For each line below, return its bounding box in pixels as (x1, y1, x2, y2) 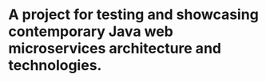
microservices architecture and (8, 40, 222, 57)
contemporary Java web (8, 22, 174, 41)
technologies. (8, 57, 102, 75)
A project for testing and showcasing (8, 6, 260, 24)
